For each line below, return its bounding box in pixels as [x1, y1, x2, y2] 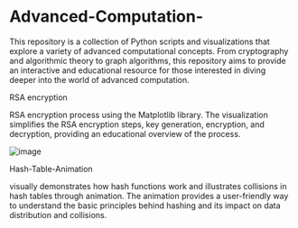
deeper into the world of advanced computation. [9, 74, 190, 85]
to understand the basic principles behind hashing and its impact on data [9, 200, 282, 211]
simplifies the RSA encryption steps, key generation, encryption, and [9, 119, 265, 130]
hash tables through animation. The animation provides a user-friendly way [9, 190, 289, 201]
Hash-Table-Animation [9, 163, 93, 174]
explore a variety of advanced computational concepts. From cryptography [9, 45, 289, 56]
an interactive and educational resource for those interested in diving [9, 65, 266, 76]
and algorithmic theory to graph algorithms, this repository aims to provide [9, 55, 286, 66]
